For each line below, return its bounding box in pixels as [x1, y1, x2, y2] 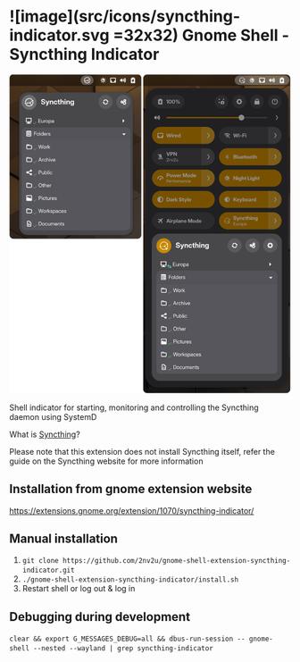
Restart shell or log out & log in [21, 583, 136, 594]
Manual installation [9, 532, 119, 547]
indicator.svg [9, 25, 110, 46]
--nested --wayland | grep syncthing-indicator [32, 644, 214, 653]
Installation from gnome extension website [9, 482, 253, 497]
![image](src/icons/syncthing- [9, 6, 241, 27]
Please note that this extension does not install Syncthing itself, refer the [9, 446, 275, 457]
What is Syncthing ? [9, 429, 80, 440]
